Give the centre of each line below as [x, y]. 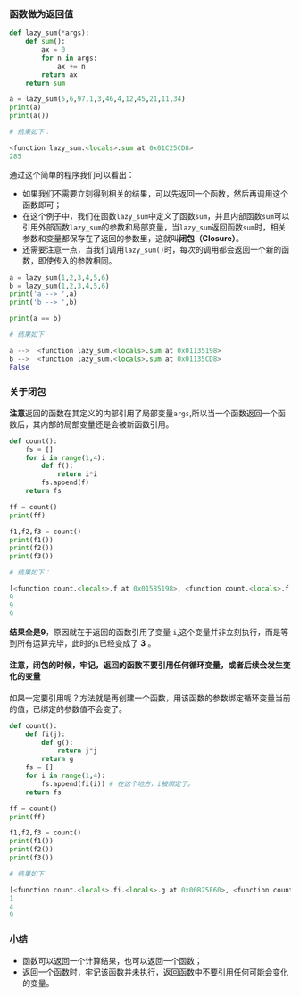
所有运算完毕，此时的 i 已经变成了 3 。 [86, 643]
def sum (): [46, 42]
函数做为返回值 [42, 13]
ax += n [71, 66]
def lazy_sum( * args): [50, 33]
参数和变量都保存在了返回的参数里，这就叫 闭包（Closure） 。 [133, 238]
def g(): [58, 742]
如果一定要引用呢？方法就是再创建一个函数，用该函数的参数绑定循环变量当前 [150, 698]
